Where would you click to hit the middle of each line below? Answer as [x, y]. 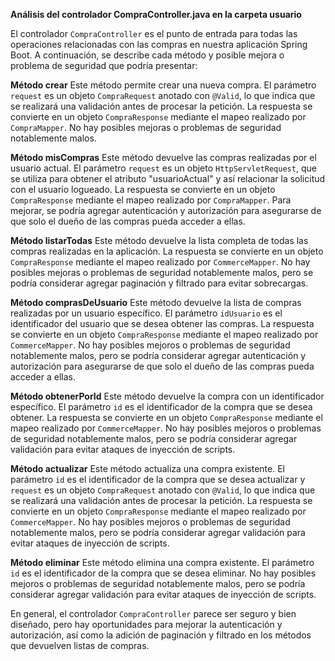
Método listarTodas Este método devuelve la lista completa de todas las [159, 240]
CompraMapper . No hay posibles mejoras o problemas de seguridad [146, 127]
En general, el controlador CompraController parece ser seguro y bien [153, 613]
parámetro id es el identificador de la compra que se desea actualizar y [158, 479]
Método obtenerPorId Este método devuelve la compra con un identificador [167, 396]
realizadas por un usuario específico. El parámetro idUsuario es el [146, 313]
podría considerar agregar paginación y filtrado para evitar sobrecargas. [159, 283]
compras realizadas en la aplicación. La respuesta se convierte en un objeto [167, 251]
